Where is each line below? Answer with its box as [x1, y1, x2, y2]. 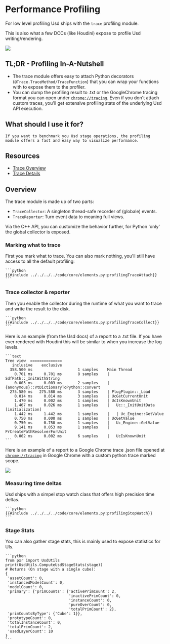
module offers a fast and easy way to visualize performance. [5, 138, 139, 143]
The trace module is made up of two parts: [5, 198, 95, 205]
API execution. [12, 105, 43, 111]
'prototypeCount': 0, [7, 616, 53, 621]
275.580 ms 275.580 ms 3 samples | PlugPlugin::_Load [10, 389, 151, 394]
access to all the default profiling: [5, 258, 75, 264]
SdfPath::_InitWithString [5, 376, 60, 381]
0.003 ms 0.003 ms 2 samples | [14, 380, 110, 385]
